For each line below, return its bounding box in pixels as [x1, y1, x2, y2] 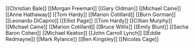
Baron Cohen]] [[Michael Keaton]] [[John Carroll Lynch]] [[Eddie [5, 29, 161, 36]
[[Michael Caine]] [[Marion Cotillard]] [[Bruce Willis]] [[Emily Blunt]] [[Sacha [5, 23, 189, 30]
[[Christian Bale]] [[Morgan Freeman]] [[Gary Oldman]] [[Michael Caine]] [5, 5, 182, 12]
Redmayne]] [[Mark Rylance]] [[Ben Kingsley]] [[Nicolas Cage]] [5, 36, 159, 42]
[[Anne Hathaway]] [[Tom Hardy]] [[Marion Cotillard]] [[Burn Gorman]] [5, 11, 176, 18]
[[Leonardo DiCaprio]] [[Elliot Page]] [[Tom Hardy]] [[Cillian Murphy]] [5, 17, 173, 24]
